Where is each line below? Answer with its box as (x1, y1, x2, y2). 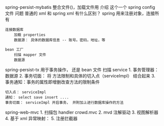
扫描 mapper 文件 (14, 52, 47, 57)
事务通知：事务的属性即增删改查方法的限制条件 (5, 79, 100, 85)
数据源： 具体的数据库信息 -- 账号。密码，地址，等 (14, 38, 106, 43)
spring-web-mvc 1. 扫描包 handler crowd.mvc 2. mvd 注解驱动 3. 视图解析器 (5, 109, 159, 115)
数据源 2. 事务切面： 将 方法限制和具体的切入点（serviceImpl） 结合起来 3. (5, 73, 156, 78)
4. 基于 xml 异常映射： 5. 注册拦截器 (5, 116, 78, 121)
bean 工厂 (5, 47, 24, 52)
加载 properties (14, 32, 46, 37)
